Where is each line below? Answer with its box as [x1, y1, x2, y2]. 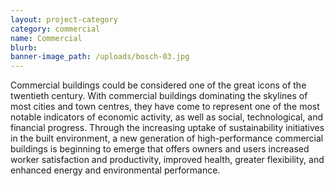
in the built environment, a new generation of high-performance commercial [10, 132, 324, 145]
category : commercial [10, 24, 101, 34]
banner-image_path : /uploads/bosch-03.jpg [10, 52, 190, 62]
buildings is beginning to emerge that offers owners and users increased [10, 143, 310, 155]
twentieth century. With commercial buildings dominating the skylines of [10, 90, 308, 102]
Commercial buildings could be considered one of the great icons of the [10, 79, 307, 91]
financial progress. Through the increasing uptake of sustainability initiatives [10, 122, 325, 134]
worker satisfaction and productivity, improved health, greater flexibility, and [10, 154, 325, 166]
